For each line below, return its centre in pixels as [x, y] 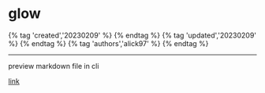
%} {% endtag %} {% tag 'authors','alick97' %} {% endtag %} [108, 43]
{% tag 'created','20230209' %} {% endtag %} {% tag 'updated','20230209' [132, 35]
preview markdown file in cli [54, 66]
